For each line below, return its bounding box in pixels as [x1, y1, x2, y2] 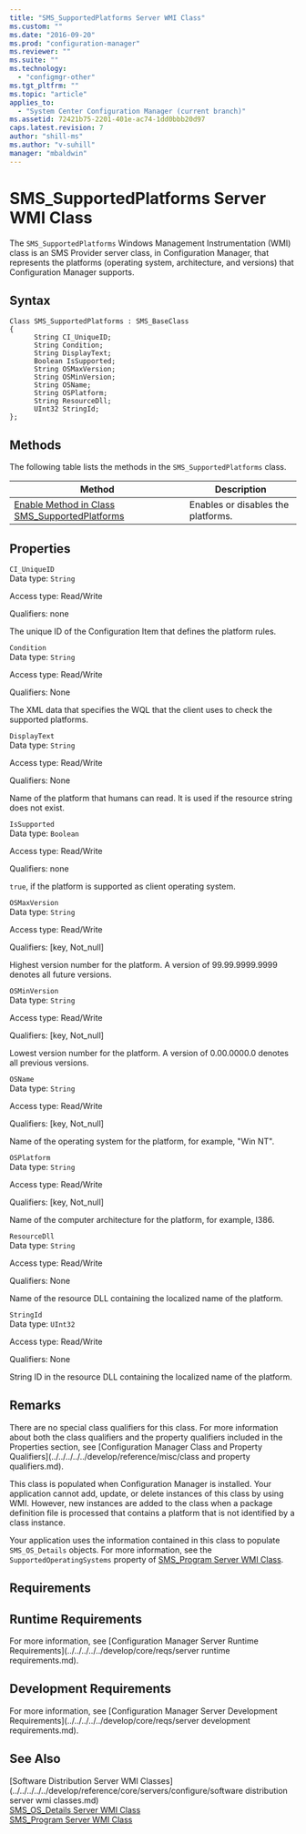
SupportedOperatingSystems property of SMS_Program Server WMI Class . [9, 1554, 284, 1564]
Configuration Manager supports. [9, 266, 135, 278]
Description [214, 484, 267, 496]
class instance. [9, 1517, 66, 1528]
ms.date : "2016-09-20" [9, 30, 96, 39]
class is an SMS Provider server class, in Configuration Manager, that [9, 247, 270, 258]
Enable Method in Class [14, 498, 116, 511]
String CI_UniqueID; [33, 333, 112, 342]
